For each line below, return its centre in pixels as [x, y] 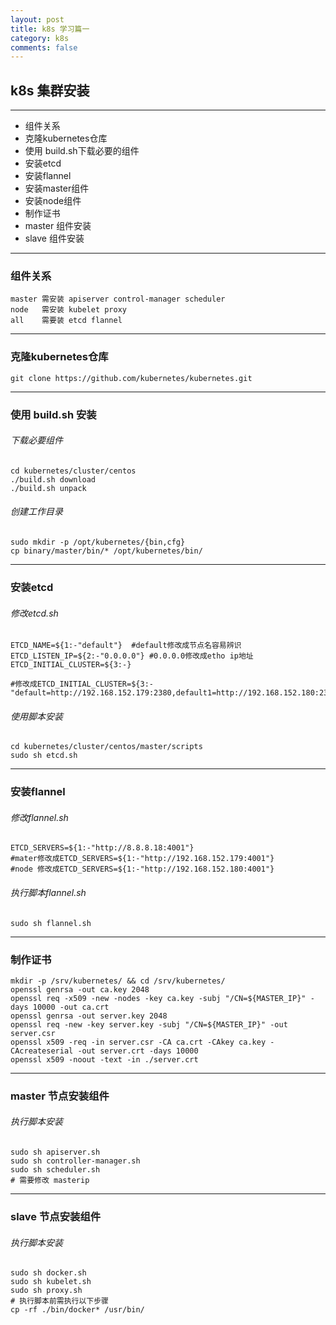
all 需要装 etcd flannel [66, 321]
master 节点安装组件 [60, 1096]
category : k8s [40, 38]
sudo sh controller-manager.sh [75, 1161]
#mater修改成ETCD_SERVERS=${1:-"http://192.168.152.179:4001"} [142, 859]
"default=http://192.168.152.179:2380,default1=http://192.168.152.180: [165, 693]
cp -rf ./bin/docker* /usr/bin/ [77, 1310]
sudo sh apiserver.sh [55, 1152]
